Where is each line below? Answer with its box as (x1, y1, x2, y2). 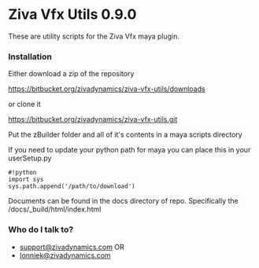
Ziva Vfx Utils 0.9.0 (8, 6, 137, 24)
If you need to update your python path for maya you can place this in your (8, 145, 251, 155)
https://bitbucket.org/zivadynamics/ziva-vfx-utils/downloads (8, 84, 206, 94)
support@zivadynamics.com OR (19, 242, 124, 251)
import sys (8, 175, 44, 184)
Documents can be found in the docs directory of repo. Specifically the (8, 196, 239, 206)
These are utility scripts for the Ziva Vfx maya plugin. (8, 31, 179, 41)
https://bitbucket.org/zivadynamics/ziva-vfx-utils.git (8, 115, 178, 124)
